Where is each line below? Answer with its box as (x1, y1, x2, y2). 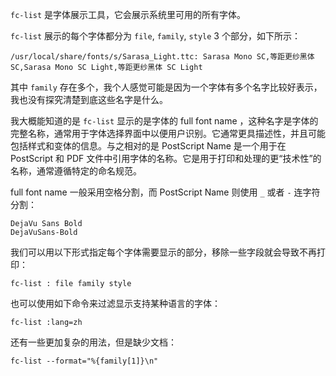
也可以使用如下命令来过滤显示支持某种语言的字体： (10, 298, 221, 309)
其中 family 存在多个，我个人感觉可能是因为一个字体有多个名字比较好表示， (10, 81, 323, 93)
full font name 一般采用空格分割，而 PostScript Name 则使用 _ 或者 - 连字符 (10, 186, 321, 198)
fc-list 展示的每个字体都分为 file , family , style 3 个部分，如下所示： (10, 30, 301, 42)
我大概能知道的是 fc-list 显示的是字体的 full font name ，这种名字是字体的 (10, 115, 319, 127)
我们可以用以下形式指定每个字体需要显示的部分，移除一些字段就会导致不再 (10, 246, 317, 258)
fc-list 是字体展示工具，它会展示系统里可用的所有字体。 (10, 9, 247, 20)
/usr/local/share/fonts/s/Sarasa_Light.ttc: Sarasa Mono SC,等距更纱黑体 (10, 52, 315, 62)
